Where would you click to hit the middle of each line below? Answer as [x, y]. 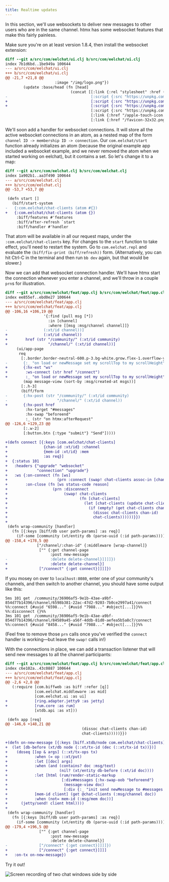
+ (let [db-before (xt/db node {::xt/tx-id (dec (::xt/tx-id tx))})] [81, 747]
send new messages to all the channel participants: [58, 654]
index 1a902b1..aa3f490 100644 [38, 176]
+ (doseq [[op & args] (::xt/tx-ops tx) [52, 752]
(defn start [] [23, 199]
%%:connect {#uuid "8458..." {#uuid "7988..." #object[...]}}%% [74, 624]
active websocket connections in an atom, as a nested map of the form [79, 135]
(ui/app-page [30, 349]
